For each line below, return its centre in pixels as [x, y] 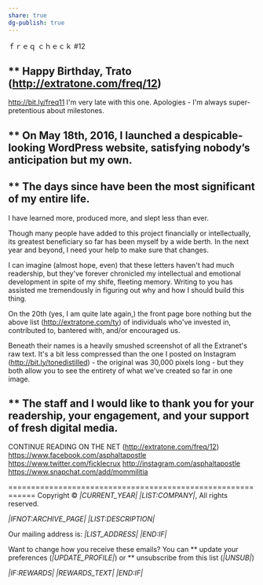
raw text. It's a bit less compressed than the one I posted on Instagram [122, 353]
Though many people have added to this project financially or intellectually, [130, 233]
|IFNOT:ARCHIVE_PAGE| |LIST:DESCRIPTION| [82, 519]
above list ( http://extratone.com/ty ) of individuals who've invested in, [120, 322]
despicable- [213, 135]
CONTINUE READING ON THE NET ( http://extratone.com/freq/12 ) [114, 447]
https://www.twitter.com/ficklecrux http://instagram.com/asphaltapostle [124, 463]
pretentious [27, 111]
